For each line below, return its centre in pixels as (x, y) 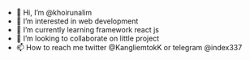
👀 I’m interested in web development (77, 21)
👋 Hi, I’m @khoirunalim (54, 13)
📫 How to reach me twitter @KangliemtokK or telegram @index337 (129, 47)
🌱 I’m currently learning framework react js (88, 30)
